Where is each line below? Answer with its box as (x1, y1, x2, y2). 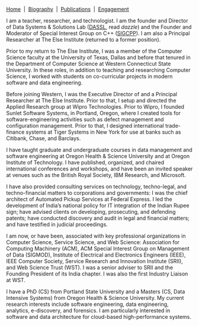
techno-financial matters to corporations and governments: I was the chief (6, 189, 188, 196)
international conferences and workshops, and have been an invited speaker (6, 165, 193, 172)
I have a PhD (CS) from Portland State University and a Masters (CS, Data (6, 288, 185, 295)
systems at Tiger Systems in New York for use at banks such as (25, 128, 182, 135)
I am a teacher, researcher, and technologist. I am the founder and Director (6, 17, 188, 24)
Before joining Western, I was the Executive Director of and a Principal (6, 91, 178, 97)
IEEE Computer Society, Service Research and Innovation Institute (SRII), (6, 258, 184, 264)
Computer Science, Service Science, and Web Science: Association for (6, 239, 179, 246)
